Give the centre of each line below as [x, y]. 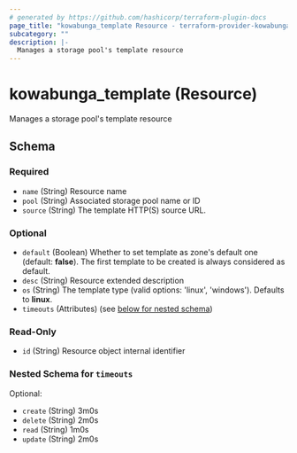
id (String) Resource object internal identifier [103, 351]
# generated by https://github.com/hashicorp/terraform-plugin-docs [138, 17]
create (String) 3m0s [60, 410]
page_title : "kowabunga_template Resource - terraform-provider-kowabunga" [152, 26]
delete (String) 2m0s [60, 420]
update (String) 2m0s [60, 439]
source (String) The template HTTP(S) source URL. [114, 210]
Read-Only [33, 332]
